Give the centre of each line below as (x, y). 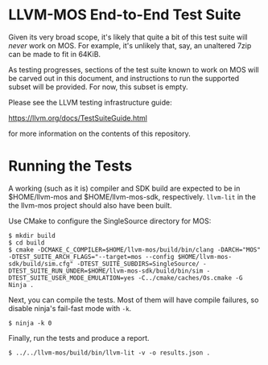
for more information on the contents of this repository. (99, 133)
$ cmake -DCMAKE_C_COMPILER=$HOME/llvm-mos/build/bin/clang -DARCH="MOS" (135, 250)
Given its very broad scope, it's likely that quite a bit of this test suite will (128, 37)
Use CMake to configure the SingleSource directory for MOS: (110, 221)
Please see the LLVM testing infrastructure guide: (90, 102)
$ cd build (27, 243)
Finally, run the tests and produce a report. (79, 338)
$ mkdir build (32, 236)
